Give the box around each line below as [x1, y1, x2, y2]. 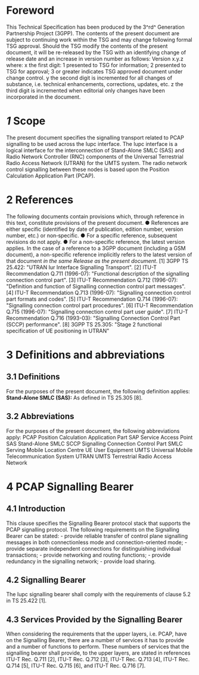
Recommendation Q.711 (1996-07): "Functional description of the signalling [6, 270, 189, 277]
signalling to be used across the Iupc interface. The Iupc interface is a [6, 140, 178, 147]
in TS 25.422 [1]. [6, 597, 47, 604]
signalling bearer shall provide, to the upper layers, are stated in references [6, 649, 191, 656]
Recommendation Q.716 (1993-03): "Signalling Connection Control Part [6, 314, 181, 322]
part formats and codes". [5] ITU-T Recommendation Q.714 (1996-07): [6, 295, 178, 303]
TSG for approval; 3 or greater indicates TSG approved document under [6, 68, 183, 75]
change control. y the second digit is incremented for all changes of [6, 74, 173, 81]
